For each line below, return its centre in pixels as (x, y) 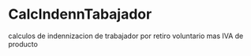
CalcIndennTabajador (80, 14)
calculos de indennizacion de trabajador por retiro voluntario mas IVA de (126, 36)
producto (23, 44)
